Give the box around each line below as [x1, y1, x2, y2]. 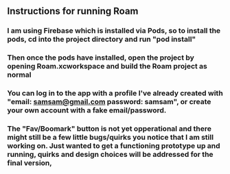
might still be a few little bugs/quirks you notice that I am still [7, 133, 214, 142]
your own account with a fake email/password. [7, 105, 167, 115]
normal [7, 70, 32, 79]
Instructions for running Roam [7, 5, 139, 17]
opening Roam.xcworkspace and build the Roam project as [7, 62, 208, 71]
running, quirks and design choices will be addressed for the [7, 150, 214, 160]
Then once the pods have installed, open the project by [7, 53, 194, 62]
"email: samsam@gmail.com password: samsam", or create [7, 97, 211, 107]
